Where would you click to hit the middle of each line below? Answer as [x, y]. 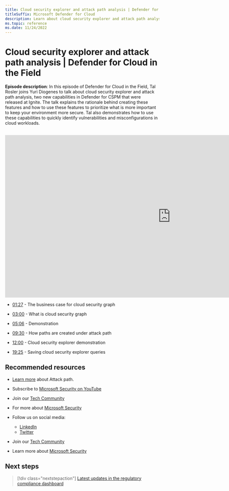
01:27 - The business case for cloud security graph [64, 305]
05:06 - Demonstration [35, 324]
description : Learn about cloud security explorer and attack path [75, 19]
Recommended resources [45, 368]
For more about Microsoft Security [47, 408]
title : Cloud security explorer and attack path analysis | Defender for [82, 10]
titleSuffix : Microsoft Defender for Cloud [50, 14]
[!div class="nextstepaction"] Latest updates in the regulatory [79, 478]
